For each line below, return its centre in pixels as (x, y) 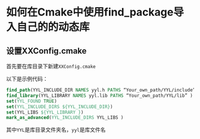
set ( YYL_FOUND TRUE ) (32, 101)
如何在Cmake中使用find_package (90, 12)
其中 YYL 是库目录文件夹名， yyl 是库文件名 (56, 130)
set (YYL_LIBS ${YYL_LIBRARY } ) (45, 112)
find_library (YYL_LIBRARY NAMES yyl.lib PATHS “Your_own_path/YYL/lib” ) (100, 96)
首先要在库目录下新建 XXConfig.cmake (51, 66)
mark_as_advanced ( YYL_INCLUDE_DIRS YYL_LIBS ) (65, 118)
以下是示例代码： (27, 79)
